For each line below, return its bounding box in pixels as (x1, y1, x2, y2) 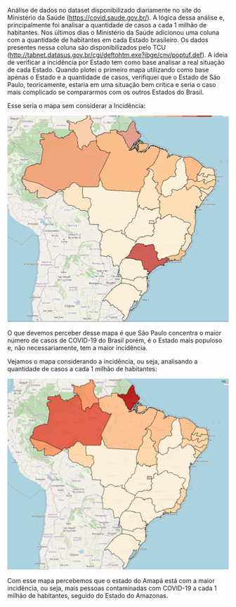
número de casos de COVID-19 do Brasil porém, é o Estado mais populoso (7, 336, 223, 345)
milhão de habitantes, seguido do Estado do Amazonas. (7, 591, 169, 599)
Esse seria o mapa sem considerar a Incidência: (7, 102, 146, 109)
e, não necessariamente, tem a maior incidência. (7, 343, 147, 352)
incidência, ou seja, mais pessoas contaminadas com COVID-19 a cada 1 (7, 584, 217, 592)
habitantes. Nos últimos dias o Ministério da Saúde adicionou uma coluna (7, 28, 220, 36)
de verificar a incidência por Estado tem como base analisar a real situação (7, 58, 225, 66)
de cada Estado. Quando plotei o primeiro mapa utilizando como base (7, 66, 209, 74)
